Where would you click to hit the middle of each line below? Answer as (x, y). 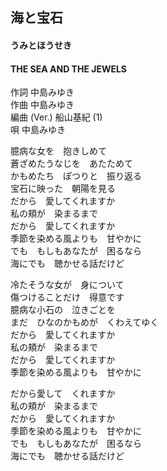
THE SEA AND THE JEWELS (69, 69)
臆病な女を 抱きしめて (58, 151)
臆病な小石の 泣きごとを (63, 310)
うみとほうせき (41, 45)
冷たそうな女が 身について (67, 285)
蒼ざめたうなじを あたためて (71, 164)
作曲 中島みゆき (42, 105)
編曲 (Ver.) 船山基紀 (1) (56, 117)
